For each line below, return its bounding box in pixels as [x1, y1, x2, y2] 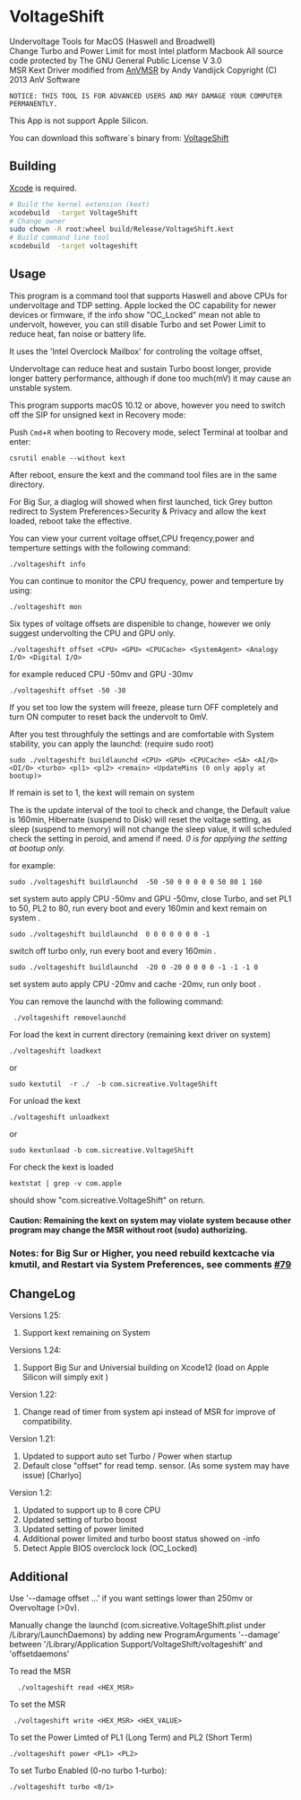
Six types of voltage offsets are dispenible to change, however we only [9, 618, 271, 629]
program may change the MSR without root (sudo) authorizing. [9, 1224, 248, 1236]
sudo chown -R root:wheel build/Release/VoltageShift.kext [9, 225, 235, 234]
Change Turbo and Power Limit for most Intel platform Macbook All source [9, 45, 284, 56]
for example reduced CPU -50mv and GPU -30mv [9, 668, 193, 679]
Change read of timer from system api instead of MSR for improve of [21, 1407, 276, 1417]
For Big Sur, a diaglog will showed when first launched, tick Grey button [9, 496, 273, 507]
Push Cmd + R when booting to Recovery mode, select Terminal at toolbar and [9, 427, 288, 437]
